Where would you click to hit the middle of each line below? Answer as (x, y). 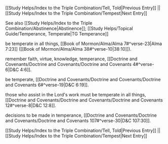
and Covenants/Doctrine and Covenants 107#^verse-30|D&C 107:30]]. (78, 121)
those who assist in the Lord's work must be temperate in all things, (76, 95)
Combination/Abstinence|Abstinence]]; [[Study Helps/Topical (69, 28)
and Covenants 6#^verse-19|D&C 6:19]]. (47, 85)
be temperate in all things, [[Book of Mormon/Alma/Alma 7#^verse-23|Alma (84, 44)
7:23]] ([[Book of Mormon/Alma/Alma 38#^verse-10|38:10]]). (68, 49)
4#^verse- (143, 64)
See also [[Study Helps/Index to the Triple (49, 23)
